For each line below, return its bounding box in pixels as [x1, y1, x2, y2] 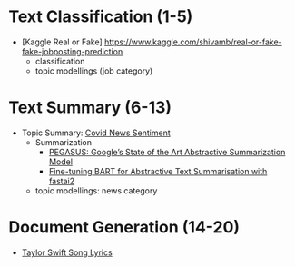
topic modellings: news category [34, 184, 158, 196]
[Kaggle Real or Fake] [21, 36, 103, 47]
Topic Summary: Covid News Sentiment [21, 127, 172, 138]
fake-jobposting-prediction [21, 45, 123, 56]
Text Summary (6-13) [8, 97, 172, 118]
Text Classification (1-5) [8, 6, 193, 27]
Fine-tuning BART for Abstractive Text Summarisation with [48, 165, 268, 176]
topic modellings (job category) [34, 65, 153, 76]
